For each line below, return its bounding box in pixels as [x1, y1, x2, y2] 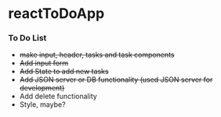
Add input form [19, 58, 69, 68]
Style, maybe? [19, 100, 66, 109]
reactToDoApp [8, 5, 105, 23]
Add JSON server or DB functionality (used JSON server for [19, 75, 213, 84]
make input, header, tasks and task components [19, 50, 175, 59]
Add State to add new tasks [19, 67, 109, 76]
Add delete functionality [19, 91, 98, 101]
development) [19, 83, 65, 93]
